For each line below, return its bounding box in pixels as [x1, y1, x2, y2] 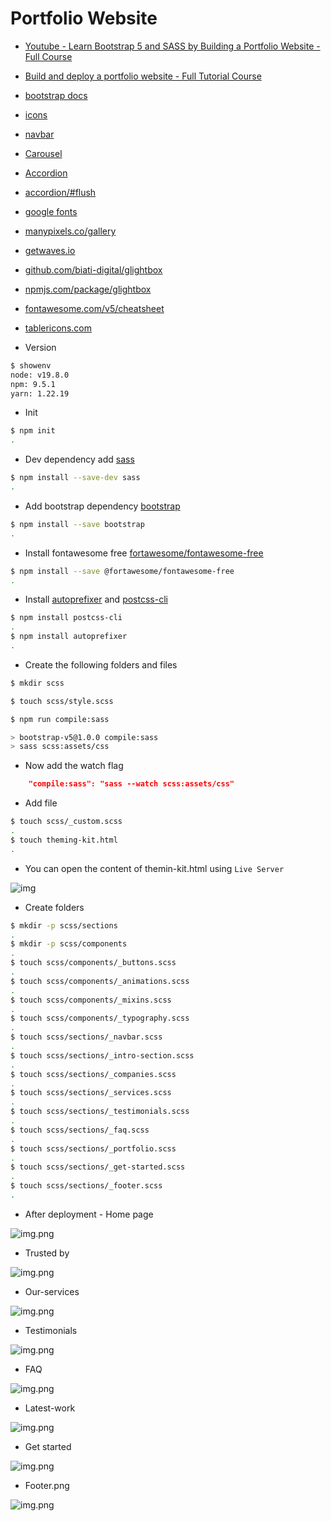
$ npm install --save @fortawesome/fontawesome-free [10, 566, 235, 576]
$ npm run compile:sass [10, 714, 110, 724]
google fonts [24, 205, 78, 217]
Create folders [24, 901, 85, 913]
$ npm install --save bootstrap [10, 519, 145, 529]
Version [24, 341, 57, 353]
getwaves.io [24, 244, 76, 256]
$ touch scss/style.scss [10, 696, 114, 706]
